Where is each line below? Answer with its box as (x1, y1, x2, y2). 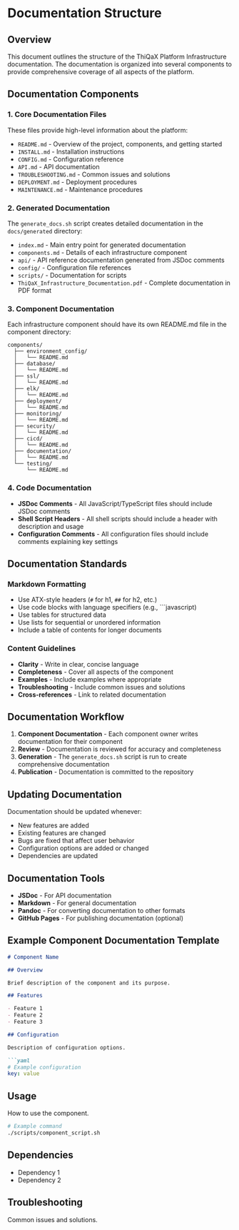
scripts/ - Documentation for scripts (17, 271, 127, 279)
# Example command (7, 1123, 62, 1130)
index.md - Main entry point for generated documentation (17, 241, 186, 249)
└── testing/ (14, 460, 53, 468)
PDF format (17, 286, 52, 294)
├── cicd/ (14, 435, 43, 443)
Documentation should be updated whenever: (7, 807, 142, 816)
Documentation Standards (7, 558, 127, 570)
